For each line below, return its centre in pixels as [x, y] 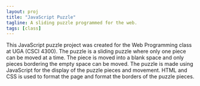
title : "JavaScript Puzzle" [41, 17]
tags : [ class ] [24, 28]
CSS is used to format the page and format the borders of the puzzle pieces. [100, 77]
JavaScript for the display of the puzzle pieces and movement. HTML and [97, 70]
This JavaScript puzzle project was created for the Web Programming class [99, 45]
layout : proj [22, 12]
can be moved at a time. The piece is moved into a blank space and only [95, 58]
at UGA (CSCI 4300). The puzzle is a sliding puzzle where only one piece [96, 52]
